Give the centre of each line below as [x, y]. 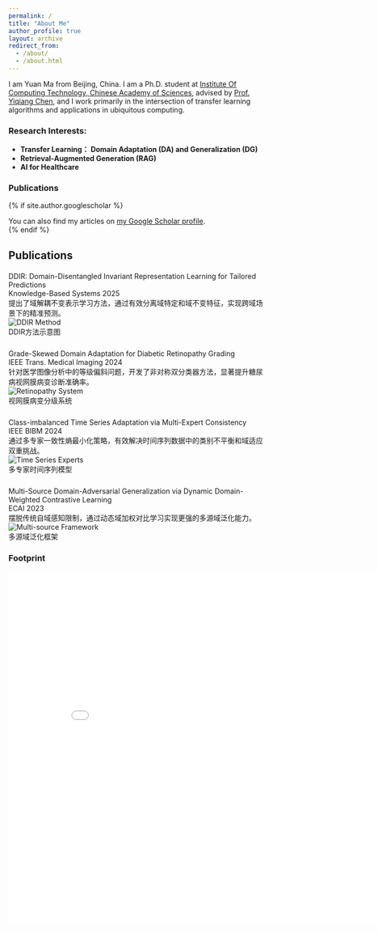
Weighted [24, 499]
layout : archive [36, 38]
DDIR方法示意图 [34, 332]
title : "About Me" [39, 23]
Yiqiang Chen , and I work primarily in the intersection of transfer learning [130, 101]
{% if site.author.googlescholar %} [66, 205]
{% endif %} [29, 230]
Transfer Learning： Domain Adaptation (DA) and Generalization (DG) [139, 150]
